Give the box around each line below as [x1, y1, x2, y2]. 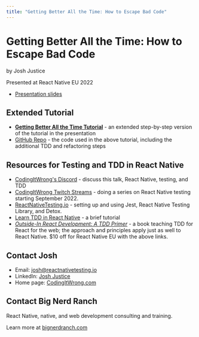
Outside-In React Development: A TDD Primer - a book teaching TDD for [14, 220, 194, 227]
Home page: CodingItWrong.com [14, 279, 97, 286]
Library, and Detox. [14, 208, 62, 215]
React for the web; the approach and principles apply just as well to [14, 227, 181, 234]
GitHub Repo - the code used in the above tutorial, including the [14, 136, 172, 144]
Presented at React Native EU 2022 [6, 78, 94, 86]
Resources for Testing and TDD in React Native [6, 160, 184, 170]
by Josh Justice [6, 67, 45, 74]
